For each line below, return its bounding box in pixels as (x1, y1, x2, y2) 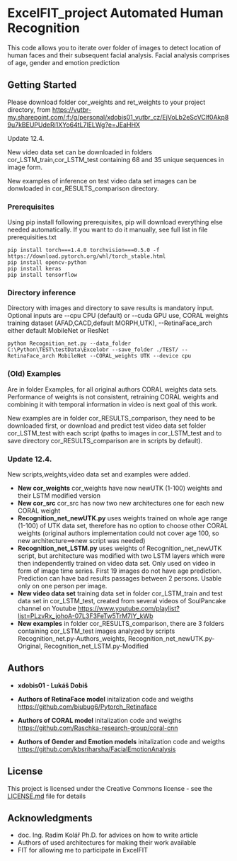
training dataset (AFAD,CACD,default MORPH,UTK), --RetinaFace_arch (7, 319, 212, 327)
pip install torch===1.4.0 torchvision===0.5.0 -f (7, 246, 160, 254)
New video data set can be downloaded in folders (7, 147, 153, 156)
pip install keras (7, 266, 62, 273)
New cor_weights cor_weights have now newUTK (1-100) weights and (17, 484, 223, 492)
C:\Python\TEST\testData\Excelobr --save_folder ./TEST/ (7, 346, 179, 353)
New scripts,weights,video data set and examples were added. (7, 469, 191, 479)
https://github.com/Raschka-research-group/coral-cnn (17, 724, 178, 732)
